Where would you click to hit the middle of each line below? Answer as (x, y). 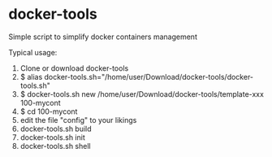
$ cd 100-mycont (49, 111)
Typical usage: (33, 52)
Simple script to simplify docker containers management (103, 37)
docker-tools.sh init (52, 137)
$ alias (31, 76)
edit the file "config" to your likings (78, 120)
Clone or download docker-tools (74, 68)
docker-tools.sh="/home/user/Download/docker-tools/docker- (149, 76)
